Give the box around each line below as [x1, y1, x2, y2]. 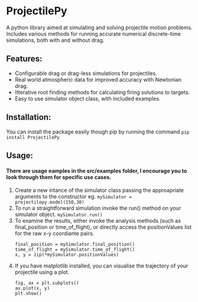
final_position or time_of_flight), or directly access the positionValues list [14, 223, 192, 231]
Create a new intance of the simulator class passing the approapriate [14, 186, 184, 194]
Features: [6, 54, 43, 64]
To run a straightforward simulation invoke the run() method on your [14, 204, 181, 212]
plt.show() [14, 291, 42, 297]
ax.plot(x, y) [14, 285, 50, 291]
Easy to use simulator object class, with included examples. [14, 95, 161, 102]
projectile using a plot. [14, 269, 70, 276]
